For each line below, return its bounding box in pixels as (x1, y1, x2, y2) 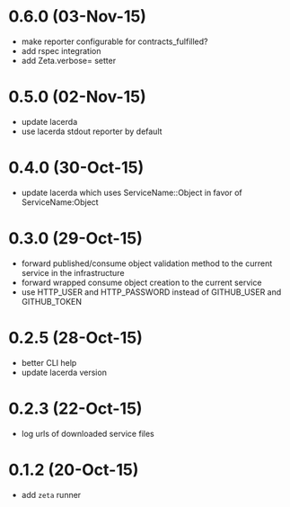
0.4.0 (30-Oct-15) (8, 157, 145, 178)
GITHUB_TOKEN (21, 296, 83, 307)
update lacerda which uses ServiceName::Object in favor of (21, 187, 243, 198)
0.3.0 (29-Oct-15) (8, 228, 143, 248)
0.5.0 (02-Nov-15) (8, 87, 147, 107)
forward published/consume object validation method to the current (21, 258, 273, 269)
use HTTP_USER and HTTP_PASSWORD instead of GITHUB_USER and (21, 286, 282, 298)
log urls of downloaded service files (21, 428, 154, 439)
